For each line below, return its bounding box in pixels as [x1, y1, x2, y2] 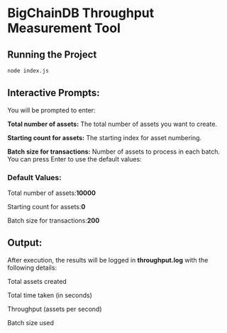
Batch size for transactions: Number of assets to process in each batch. [7, 147, 220, 156]
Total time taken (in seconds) [7, 290, 92, 300]
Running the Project [7, 48, 97, 60]
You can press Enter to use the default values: [7, 154, 142, 163]
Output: [7, 237, 43, 249]
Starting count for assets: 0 [7, 202, 86, 211]
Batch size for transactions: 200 [7, 216, 100, 225]
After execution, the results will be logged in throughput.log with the [7, 255, 209, 264]
